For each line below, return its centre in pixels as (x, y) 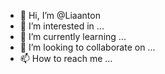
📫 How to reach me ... (66, 58)
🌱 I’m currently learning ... (73, 36)
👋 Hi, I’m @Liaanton (60, 15)
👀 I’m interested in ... (62, 26)
